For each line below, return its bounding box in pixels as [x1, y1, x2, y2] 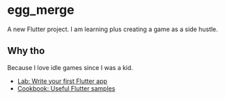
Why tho [7, 45, 45, 57]
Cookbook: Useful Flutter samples [17, 84, 116, 92]
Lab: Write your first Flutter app [17, 77, 108, 85]
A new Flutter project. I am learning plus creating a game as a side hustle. [7, 25, 218, 33]
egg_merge [7, 2, 75, 18]
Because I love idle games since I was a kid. [7, 63, 134, 71]
